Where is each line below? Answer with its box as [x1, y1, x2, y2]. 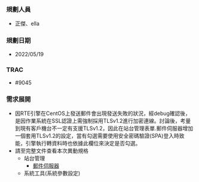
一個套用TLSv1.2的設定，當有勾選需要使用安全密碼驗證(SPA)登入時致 [14, 132, 185, 139]
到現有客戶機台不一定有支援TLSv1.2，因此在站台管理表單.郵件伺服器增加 [14, 125, 193, 132]
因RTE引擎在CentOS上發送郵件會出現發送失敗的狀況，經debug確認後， [14, 110, 191, 117]
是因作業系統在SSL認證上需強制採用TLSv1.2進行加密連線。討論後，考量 [14, 117, 191, 125]
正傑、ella [14, 20, 40, 28]
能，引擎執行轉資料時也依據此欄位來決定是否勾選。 [14, 139, 141, 147]
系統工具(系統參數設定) [23, 169, 81, 177]
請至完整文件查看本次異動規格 [14, 147, 88, 154]
